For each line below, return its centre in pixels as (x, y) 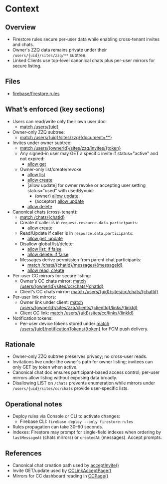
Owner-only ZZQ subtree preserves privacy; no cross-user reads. (80, 356)
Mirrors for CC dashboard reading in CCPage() (60, 476)
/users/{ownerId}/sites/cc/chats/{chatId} (62, 286)
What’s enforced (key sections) (55, 109)
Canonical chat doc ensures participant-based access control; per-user (86, 372)
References (23, 453)
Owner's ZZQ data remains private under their (60, 50)
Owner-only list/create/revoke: (51, 169)
